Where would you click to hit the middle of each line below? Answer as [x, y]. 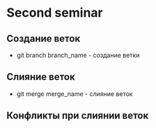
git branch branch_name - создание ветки [78, 55]
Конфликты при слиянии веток [78, 116]
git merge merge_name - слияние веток [75, 94]
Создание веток [44, 39]
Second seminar [55, 13]
